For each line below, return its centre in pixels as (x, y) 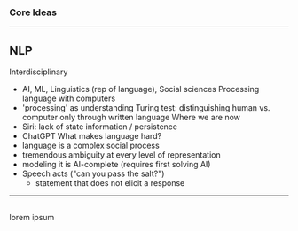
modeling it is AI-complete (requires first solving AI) (116, 165)
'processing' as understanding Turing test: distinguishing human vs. (146, 108)
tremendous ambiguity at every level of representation (121, 155)
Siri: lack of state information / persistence (99, 127)
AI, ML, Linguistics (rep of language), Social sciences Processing (141, 89)
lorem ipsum (32, 217)
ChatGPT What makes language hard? (92, 136)
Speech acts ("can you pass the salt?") (93, 173)
